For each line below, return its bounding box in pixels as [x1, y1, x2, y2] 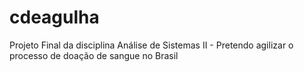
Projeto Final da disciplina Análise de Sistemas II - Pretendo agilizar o [9, 39, 294, 51]
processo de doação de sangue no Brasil [9, 49, 179, 61]
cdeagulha [9, 6, 100, 29]
